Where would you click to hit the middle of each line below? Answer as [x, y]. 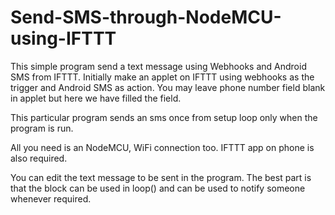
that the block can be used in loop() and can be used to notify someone [158, 188]
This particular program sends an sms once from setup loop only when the [164, 117]
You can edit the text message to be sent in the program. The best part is [161, 177]
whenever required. [51, 198]
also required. [39, 158]
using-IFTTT [63, 38]
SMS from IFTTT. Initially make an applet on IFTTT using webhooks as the [162, 77]
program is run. [42, 128]
